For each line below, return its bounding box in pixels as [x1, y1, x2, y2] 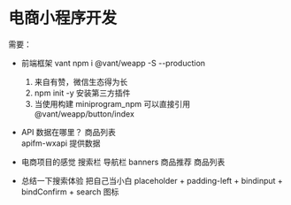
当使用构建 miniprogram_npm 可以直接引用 [34, 98, 191, 109]
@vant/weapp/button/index [34, 108, 134, 119]
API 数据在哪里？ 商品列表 [20, 126, 117, 137]
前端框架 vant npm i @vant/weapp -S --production [20, 57, 205, 68]
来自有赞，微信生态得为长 [34, 76, 128, 87]
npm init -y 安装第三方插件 [34, 87, 131, 98]
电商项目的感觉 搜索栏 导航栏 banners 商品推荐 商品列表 [20, 156, 226, 167]
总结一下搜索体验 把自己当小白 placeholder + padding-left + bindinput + [20, 175, 284, 186]
